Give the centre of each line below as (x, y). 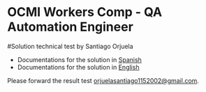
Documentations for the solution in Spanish (79, 59)
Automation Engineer (71, 27)
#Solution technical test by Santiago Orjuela (71, 46)
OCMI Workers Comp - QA (85, 12)
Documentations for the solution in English (78, 67)
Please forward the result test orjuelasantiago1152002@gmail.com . (103, 80)
